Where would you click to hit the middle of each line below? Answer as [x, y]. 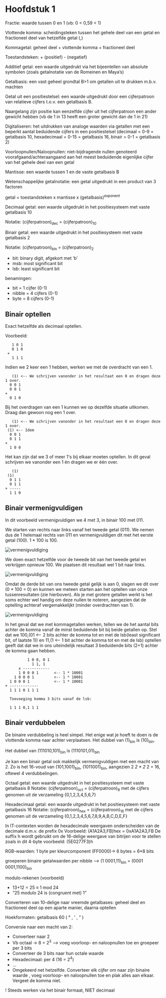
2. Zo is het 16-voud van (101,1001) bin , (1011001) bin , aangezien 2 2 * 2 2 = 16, [83, 767]
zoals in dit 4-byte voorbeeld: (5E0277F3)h [49, 841]
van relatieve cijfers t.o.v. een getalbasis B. [49, 102]
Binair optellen [28, 314]
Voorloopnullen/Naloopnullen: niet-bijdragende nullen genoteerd [71, 151]
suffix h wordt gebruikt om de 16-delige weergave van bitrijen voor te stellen [83, 836]
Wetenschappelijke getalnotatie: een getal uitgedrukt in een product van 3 [81, 181]
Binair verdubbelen [35, 723]
